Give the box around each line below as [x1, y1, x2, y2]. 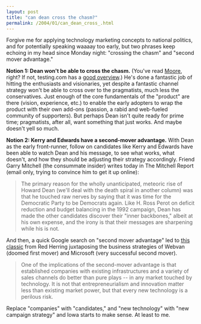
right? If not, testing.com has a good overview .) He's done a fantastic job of [6, 73, 193, 81]
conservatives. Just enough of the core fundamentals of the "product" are [6, 93, 190, 100]
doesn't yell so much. [6, 125, 59, 132]
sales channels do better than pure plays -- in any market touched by [20, 274, 193, 281]
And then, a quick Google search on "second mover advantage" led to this [6, 237, 190, 244]
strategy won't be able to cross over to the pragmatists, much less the [6, 87, 179, 94]
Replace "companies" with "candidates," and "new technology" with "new [6, 305, 189, 312]
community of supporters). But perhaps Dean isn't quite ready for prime [6, 112, 184, 119]
